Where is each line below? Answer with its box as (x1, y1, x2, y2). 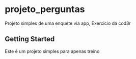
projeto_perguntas (5, 4, 85, 15)
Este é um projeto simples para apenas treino (5, 48, 100, 54)
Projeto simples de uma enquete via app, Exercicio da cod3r (5, 20, 131, 26)
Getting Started (5, 35, 55, 43)
